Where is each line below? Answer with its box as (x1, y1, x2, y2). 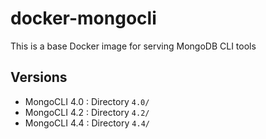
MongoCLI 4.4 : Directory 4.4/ (24, 117, 150, 129)
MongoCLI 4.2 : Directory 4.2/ (24, 106, 150, 118)
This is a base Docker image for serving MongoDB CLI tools (10, 40, 257, 52)
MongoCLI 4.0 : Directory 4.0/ (24, 95, 150, 107)
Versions (10, 69, 68, 86)
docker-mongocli (10, 7, 157, 30)
